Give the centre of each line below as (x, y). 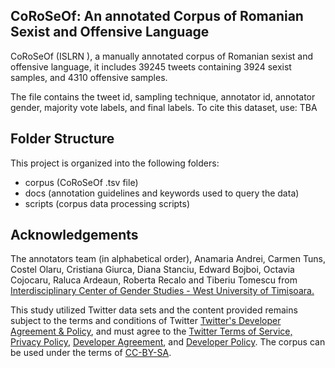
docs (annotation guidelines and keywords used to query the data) (162, 193)
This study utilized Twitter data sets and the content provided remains (154, 310)
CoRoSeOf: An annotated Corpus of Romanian (157, 16)
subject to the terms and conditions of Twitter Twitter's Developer (146, 321)
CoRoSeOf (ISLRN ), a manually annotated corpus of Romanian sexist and (162, 56)
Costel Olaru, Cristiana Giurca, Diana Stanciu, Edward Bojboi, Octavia (152, 270)
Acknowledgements (74, 235)
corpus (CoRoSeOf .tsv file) (81, 182)
